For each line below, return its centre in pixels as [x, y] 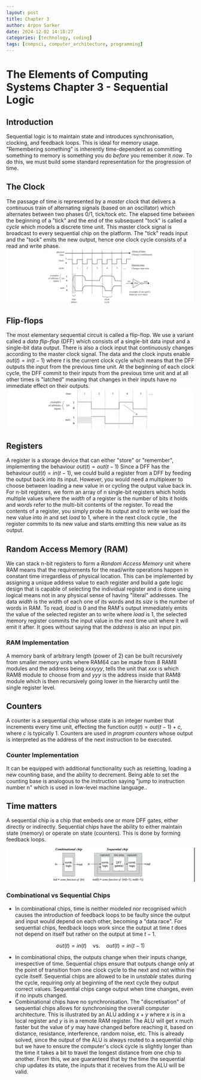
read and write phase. [33, 246]
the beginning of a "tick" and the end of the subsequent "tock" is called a [97, 220]
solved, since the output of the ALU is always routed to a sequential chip [104, 1040]
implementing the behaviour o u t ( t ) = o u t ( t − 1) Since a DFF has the [88, 467]
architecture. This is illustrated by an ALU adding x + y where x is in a [100, 1014]
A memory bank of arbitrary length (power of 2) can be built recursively [94, 656]
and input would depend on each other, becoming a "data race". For [98, 921]
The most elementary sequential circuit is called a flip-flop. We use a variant [100, 335]
